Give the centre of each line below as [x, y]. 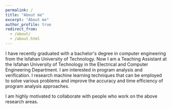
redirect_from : [21, 29]
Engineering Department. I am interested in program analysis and [74, 69]
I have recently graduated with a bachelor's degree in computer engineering [86, 53]
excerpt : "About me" [27, 20]
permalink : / [19, 10]
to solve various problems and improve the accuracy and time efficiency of [84, 81]
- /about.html [25, 39]
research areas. [22, 101]
